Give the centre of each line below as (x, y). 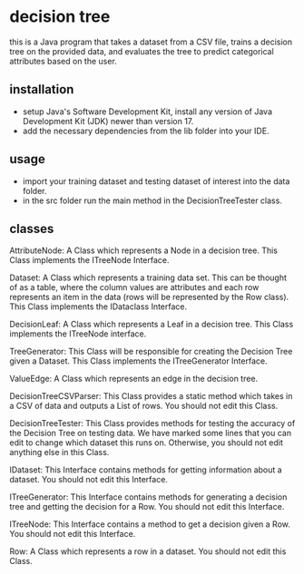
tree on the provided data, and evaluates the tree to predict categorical (142, 51)
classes (32, 229)
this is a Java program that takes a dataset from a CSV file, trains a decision (151, 42)
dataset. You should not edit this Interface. (88, 480)
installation (42, 89)
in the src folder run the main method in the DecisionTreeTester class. (152, 200)
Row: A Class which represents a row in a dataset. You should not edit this (148, 551)
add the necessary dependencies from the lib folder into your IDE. (146, 131)
